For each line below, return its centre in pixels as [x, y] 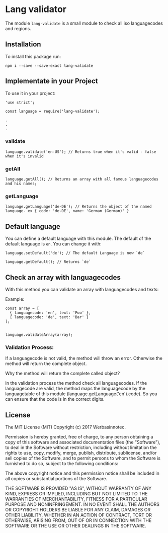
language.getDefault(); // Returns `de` [48, 262]
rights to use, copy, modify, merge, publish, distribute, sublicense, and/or [81, 453]
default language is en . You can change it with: [53, 244]
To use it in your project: [30, 93]
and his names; [21, 184]
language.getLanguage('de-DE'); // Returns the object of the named [78, 207]
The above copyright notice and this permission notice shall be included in [82, 473]
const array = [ [22, 308]
